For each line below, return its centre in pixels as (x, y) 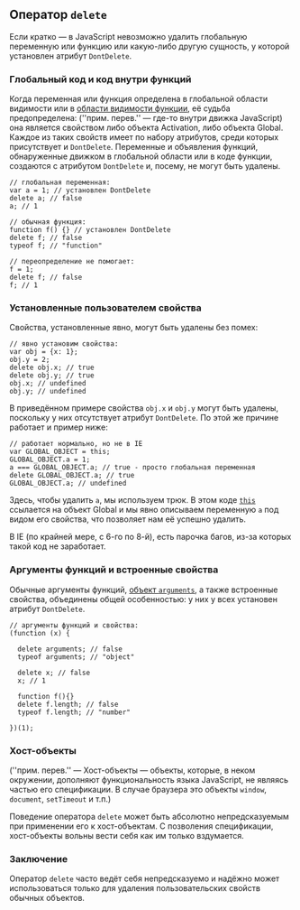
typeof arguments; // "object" (76, 657)
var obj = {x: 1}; (44, 352)
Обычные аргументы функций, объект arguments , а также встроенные (144, 590)
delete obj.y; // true (52, 376)
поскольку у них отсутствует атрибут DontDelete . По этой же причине (144, 418)
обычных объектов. (47, 898)
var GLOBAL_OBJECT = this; (60, 452)
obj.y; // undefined (48, 392)
